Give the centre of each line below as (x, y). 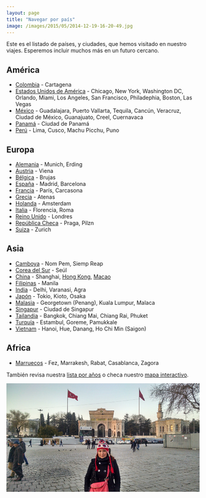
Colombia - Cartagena (43, 85)
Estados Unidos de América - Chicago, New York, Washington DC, (99, 91)
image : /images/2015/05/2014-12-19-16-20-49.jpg (70, 26)
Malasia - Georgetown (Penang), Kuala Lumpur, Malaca (85, 302)
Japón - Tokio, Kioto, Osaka (50, 296)
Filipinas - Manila (37, 283)
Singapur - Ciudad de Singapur (55, 309)
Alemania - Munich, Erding (49, 164)
